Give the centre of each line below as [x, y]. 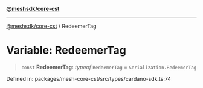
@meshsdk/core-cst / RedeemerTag [51, 26]
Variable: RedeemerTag [66, 50]
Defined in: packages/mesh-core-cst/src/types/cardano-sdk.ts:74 [89, 78]
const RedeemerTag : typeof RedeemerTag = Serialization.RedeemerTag [109, 67]
